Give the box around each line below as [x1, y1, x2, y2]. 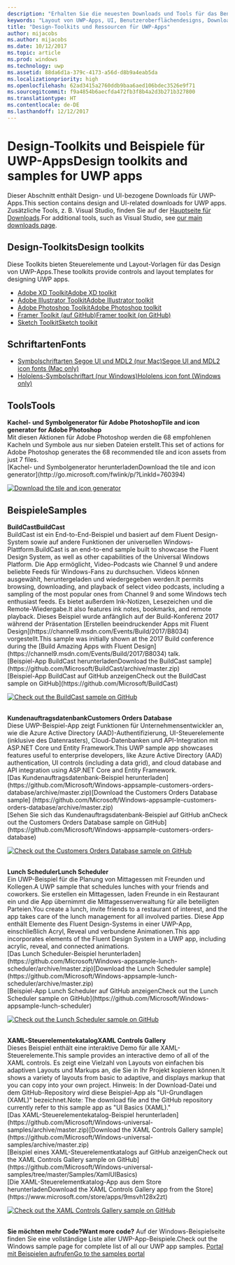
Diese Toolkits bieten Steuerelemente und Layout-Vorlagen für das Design [7, 260, 221, 268]
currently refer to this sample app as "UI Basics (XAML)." [7, 1103, 171, 1112]
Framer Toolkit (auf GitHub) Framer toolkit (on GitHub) [17, 310, 171, 319]
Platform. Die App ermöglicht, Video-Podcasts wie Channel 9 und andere [7, 560, 218, 568]
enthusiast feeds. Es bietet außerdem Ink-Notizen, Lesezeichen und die [7, 597, 213, 606]
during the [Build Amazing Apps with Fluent [7, 642, 133, 650]
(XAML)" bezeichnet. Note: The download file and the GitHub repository [7, 1095, 213, 1104]
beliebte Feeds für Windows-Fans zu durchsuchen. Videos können [7, 567, 199, 575]
